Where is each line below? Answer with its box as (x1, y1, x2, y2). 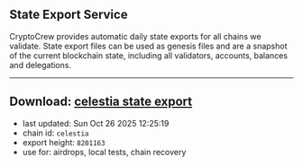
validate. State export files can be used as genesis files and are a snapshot (9, 40, 288, 51)
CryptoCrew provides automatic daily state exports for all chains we (9, 31, 262, 41)
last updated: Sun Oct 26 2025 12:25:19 (22, 118, 170, 128)
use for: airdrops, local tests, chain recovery (22, 146, 187, 157)
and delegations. (9, 59, 72, 70)
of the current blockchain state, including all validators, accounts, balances (9, 49, 289, 61)
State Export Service (9, 7, 128, 22)
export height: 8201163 (22, 136, 106, 147)
